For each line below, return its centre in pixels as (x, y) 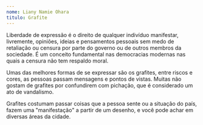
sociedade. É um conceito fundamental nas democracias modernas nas (96, 54)
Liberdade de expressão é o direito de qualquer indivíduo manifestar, (92, 35)
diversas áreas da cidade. (39, 117)
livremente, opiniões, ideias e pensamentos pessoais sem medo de (90, 41)
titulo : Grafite (27, 18)
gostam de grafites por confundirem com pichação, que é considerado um (100, 85)
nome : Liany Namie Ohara (38, 12)
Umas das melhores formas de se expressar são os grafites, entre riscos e (99, 72)
